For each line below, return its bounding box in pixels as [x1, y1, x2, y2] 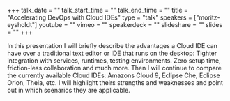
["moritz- [194, 13, 221, 22]
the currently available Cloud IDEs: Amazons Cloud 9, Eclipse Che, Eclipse [7, 71, 221, 79]
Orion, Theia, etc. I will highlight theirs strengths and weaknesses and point [7, 79, 223, 86]
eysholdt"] [7, 21, 38, 29]
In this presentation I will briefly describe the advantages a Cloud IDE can [7, 42, 218, 49]
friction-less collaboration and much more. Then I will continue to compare [7, 64, 222, 72]
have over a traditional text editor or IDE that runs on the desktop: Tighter [7, 49, 217, 57]
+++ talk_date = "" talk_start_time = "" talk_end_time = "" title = [7, 6, 188, 14]
